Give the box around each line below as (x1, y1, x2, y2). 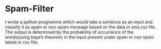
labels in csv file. (5, 39, 39, 45)
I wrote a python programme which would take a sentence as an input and (5, 19, 153, 25)
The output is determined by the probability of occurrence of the (5, 29, 134, 35)
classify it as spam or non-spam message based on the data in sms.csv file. (5, 24, 156, 29)
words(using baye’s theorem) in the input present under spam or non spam (5, 34, 154, 40)
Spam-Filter (5, 3, 54, 14)
